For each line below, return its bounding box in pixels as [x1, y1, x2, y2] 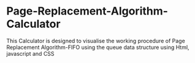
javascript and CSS [6, 50, 55, 57]
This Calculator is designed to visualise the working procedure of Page [6, 37, 185, 44]
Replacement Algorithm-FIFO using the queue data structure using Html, [6, 44, 189, 51]
